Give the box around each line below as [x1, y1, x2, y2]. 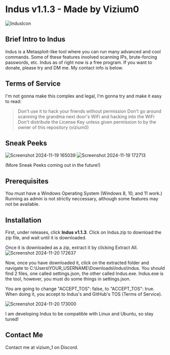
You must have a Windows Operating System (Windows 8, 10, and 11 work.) [5, 190, 162, 196]
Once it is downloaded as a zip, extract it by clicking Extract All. [5, 244, 138, 251]
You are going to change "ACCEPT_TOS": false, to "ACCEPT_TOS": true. [5, 286, 155, 292]
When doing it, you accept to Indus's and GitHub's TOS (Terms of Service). [5, 291, 162, 297]
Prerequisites [5, 176, 49, 186]
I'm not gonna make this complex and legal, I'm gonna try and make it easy [5, 93, 162, 99]
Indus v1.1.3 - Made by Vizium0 [5, 4, 140, 15]
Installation [5, 216, 42, 224]
